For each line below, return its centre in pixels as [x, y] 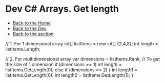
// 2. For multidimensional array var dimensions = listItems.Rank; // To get [83, 59]
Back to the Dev [30, 28]
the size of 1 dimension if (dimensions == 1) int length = [64, 64]
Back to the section [33, 34]
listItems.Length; [23, 49]
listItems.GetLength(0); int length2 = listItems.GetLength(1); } [69, 75]
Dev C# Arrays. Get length [62, 9]
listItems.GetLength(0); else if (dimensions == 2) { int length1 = [71, 70]
